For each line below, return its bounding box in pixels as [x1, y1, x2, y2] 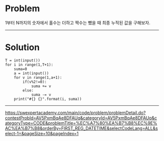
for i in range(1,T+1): [5, 62, 54, 67]
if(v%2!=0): [22, 79, 47, 84]
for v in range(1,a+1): [14, 75, 62, 80]
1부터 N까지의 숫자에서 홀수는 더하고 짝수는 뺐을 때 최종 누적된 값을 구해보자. [5, 20, 150, 25]
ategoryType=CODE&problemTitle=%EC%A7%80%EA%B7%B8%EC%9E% [5, 120, 158, 126]
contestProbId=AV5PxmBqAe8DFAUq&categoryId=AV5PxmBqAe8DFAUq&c [5, 115, 157, 120]
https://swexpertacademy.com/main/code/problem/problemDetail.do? [5, 110, 146, 116]
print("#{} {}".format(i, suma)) [14, 96, 82, 101]
